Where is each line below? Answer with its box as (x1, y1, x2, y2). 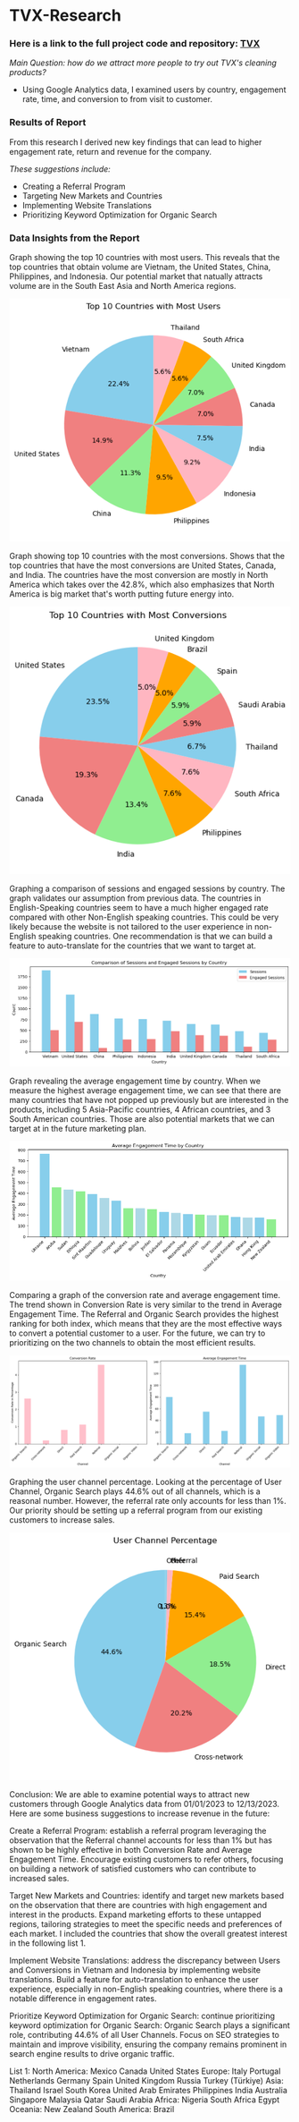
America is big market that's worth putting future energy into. (9, 588, 235, 599)
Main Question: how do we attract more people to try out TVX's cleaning (9, 57, 277, 68)
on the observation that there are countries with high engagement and (9, 1899, 268, 1910)
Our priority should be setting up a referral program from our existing (9, 1505, 263, 1515)
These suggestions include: (9, 163, 112, 174)
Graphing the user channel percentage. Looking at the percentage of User (9, 1476, 283, 1487)
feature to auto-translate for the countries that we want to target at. (9, 940, 257, 951)
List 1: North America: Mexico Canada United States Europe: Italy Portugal (9, 2066, 281, 2076)
